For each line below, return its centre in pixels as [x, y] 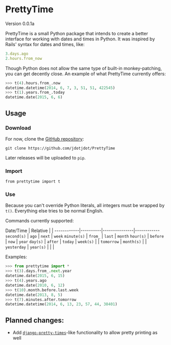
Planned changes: [35, 320]
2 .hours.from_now [24, 58]
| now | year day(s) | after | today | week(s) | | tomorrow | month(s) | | [76, 242]
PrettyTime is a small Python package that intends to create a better [77, 33]
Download [18, 128]
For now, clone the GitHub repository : [45, 139]
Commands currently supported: [40, 221]
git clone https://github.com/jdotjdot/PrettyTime [60, 148]
